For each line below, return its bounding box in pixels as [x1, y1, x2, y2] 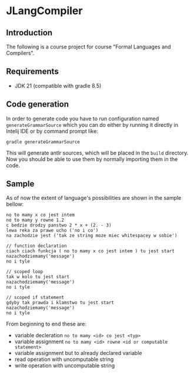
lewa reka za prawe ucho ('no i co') [6, 228, 99, 233]
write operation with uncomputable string [14, 362, 115, 369]
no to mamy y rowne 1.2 [6, 217, 65, 223]
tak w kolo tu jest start [6, 274, 69, 280]
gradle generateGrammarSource [6, 139, 81, 145]
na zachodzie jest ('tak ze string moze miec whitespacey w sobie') [6, 233, 178, 239]
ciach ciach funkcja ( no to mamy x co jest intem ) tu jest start [6, 248, 175, 254]
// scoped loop [6, 269, 44, 275]
